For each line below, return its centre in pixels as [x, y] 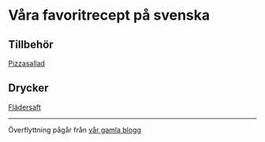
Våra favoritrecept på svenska [109, 15]
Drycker [28, 88]
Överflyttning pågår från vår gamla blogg [75, 129]
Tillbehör [31, 45]
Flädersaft [25, 107]
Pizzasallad [27, 63]
